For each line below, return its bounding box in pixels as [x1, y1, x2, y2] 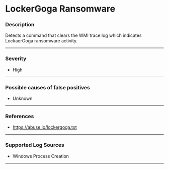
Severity [5, 55, 27, 62]
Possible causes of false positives [5, 84, 91, 91]
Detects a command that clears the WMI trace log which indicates [5, 32, 142, 38]
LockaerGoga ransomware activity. [5, 38, 78, 44]
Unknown [12, 95, 33, 101]
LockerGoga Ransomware [5, 3, 116, 15]
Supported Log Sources [5, 142, 64, 149]
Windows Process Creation [12, 153, 69, 159]
